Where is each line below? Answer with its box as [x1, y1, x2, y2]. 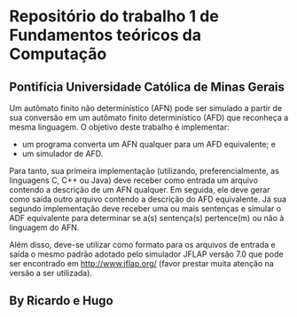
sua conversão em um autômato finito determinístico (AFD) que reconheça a [9, 113, 289, 123]
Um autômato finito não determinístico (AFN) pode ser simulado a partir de [9, 103, 283, 113]
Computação [9, 44, 107, 64]
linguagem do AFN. [9, 222, 80, 233]
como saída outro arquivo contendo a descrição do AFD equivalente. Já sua [9, 194, 286, 204]
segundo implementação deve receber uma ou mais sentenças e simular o [9, 203, 282, 214]
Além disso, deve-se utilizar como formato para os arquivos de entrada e [9, 240, 277, 250]
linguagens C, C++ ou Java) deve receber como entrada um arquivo [9, 175, 259, 186]
